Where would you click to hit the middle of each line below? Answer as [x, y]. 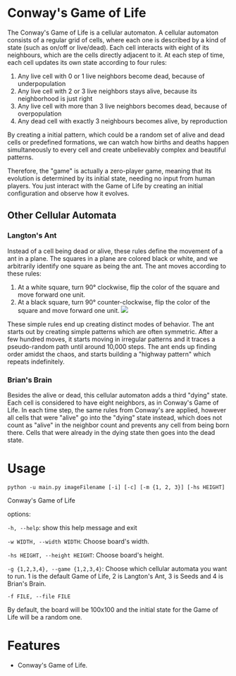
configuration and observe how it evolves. [68, 193]
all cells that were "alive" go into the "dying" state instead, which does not [115, 417]
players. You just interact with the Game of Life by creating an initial [105, 185]
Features [34, 646]
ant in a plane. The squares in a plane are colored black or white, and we [113, 258]
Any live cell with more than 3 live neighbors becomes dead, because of [122, 106]
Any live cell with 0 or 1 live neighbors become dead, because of [111, 76]
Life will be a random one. [45, 617]
